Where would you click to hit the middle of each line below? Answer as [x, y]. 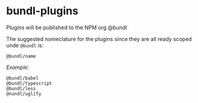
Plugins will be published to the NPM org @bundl [67, 27]
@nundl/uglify [24, 93]
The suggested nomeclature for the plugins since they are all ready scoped [99, 39]
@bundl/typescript [29, 83]
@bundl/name [21, 56]
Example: [18, 67]
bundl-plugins [42, 11]
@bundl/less [21, 88]
